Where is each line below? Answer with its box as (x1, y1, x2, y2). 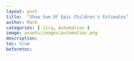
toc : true (6, 41, 30, 47)
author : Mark (6, 19, 38, 25)
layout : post (6, 8, 38, 15)
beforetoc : (6, 46, 33, 52)
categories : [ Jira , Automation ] (6, 24, 90, 31)
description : (6, 35, 38, 41)
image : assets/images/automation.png (6, 30, 98, 36)
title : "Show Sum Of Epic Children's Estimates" (6, 14, 129, 20)
